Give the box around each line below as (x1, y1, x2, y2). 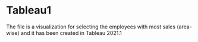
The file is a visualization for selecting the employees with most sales (6, 23, 176, 30)
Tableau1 (6, 4, 52, 17)
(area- (177, 23, 192, 30)
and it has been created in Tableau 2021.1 (20, 29, 122, 36)
